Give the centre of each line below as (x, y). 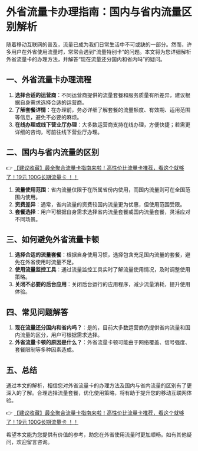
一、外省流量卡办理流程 (49, 80)
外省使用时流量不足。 (51, 262)
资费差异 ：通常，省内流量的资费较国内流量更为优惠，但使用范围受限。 (100, 204)
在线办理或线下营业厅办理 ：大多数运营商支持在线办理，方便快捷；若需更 (102, 124)
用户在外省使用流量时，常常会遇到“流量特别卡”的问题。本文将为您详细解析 (101, 51)
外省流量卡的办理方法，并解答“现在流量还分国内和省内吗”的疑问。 (86, 59)
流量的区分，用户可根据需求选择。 (61, 335)
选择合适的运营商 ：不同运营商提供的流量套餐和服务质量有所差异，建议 (100, 95)
